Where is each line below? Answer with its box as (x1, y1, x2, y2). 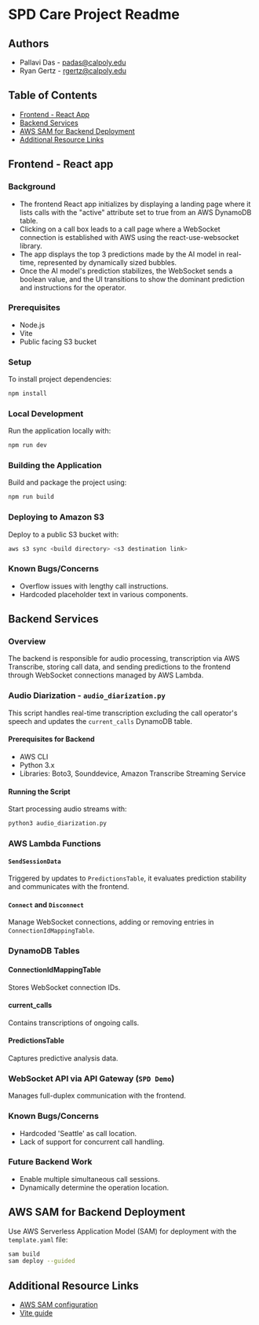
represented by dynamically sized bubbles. (38, 257, 177, 267)
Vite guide (19, 1308, 53, 1318)
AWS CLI (19, 751, 49, 761)
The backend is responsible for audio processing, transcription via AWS (8, 654, 240, 663)
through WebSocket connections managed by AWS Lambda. (8, 670, 204, 680)
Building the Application (8, 460, 102, 471)
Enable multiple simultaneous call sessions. (19, 1174, 160, 1183)
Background (8, 181, 57, 192)
